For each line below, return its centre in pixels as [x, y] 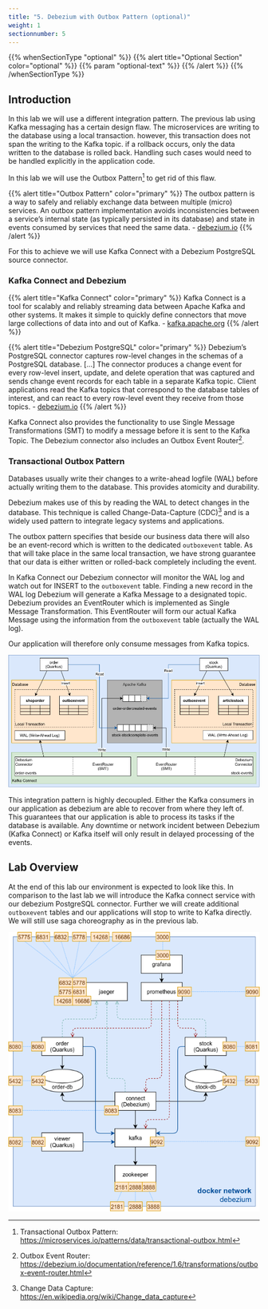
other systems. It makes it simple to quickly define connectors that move [128, 315]
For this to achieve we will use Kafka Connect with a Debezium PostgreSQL [132, 251]
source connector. [38, 260]
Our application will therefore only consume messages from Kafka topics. [129, 644]
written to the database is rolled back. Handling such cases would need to [130, 153]
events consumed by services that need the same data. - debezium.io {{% [130, 227]
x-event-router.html [52, 1273]
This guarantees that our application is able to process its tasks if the [122, 817]
